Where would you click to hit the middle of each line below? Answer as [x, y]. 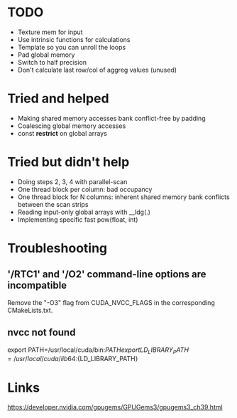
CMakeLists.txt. [30, 310]
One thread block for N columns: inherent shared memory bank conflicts [123, 197]
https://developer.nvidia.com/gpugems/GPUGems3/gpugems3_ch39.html [115, 407]
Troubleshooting [57, 248]
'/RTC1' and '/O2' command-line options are [107, 274]
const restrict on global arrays [62, 133]
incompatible [37, 285]
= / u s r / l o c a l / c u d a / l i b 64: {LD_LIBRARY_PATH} [73, 359]
